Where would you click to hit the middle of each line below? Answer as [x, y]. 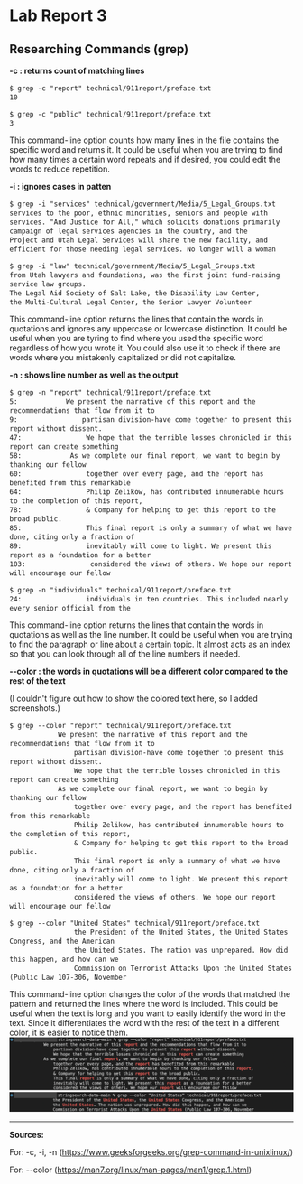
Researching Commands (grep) [99, 49]
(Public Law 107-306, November [68, 977]
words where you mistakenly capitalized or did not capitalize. [123, 357]
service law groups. [48, 284]
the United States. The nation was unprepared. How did [181, 950]
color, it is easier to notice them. [69, 1032]
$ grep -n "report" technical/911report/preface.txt [110, 393]
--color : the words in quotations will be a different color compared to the [149, 671]
